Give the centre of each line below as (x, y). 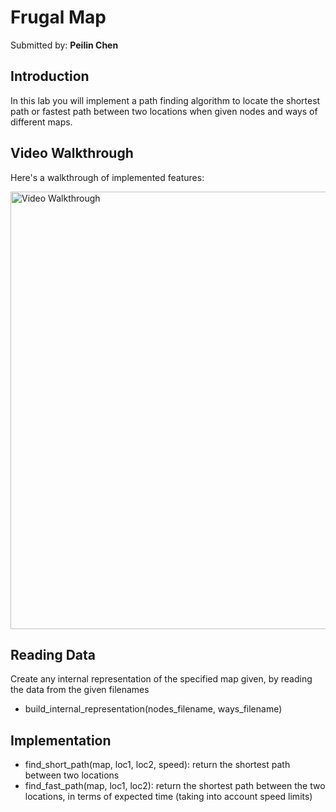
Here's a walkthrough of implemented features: (107, 177)
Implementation (61, 740)
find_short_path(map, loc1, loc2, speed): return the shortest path (157, 765)
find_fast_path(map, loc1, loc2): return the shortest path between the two (175, 786)
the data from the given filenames (80, 690)
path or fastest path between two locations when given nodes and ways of (164, 111)
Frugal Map (58, 17)
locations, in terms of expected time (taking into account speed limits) (168, 797)
